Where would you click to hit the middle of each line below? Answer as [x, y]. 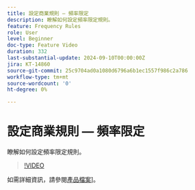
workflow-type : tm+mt [38, 77]
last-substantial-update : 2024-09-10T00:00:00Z [76, 58]
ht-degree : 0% [27, 90]
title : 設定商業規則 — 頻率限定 [48, 13]
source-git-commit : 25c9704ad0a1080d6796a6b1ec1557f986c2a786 [97, 70]
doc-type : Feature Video [42, 45]
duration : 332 [27, 52]
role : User [23, 32]
